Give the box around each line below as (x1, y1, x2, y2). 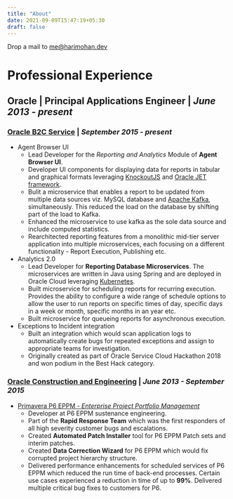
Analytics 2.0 (17, 255, 56, 263)
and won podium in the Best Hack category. (27, 359, 155, 368)
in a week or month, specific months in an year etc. (27, 307, 176, 316)
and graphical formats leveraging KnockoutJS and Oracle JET (27, 173, 207, 181)
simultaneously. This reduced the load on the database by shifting (27, 203, 219, 211)
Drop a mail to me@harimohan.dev (7, 43, 107, 51)
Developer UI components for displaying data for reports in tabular (27, 166, 220, 174)
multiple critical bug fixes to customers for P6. (27, 484, 161, 492)
